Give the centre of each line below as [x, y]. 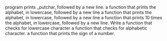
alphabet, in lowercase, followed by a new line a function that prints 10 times [84, 18]
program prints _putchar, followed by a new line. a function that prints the [81, 7]
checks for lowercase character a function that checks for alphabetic [76, 28]
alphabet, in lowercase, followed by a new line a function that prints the [78, 12]
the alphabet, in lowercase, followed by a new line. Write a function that [79, 23]
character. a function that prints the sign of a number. [60, 33]
